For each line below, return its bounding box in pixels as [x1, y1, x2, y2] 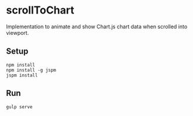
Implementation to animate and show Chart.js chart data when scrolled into [6, 23, 188, 30]
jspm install [6, 72, 38, 78]
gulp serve [6, 104, 33, 110]
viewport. [6, 29, 29, 36]
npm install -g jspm [6, 67, 57, 73]
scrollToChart [6, 4, 75, 17]
